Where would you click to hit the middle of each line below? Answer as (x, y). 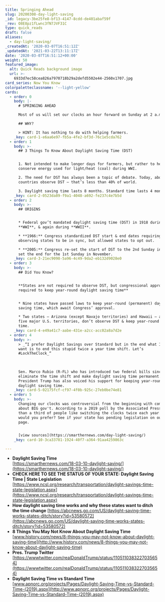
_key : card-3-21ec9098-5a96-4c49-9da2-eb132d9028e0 (68, 259)
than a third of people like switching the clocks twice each (83, 413)
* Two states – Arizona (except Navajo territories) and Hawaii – (87, 317)
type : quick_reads (24, 28)
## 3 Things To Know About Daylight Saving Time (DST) (75, 151)
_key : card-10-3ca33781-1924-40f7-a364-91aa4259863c (69, 440)
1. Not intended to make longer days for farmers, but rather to (86, 164)
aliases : (14, 37)
